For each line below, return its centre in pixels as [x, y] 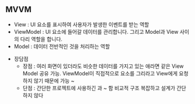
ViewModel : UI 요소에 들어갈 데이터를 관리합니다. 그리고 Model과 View [96, 32]
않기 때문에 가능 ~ [54, 81]
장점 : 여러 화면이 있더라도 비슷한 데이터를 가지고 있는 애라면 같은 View [103, 66]
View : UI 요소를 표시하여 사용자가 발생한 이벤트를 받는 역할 [81, 24]
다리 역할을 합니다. [41, 39]
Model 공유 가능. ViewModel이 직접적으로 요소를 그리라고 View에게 [100, 73]
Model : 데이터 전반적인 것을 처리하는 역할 [62, 46]
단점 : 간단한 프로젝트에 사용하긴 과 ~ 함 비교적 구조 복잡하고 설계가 [99, 88]
